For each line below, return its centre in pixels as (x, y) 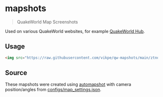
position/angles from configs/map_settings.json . (53, 90)
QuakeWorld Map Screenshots (47, 22)
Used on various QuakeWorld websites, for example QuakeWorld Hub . (75, 31)
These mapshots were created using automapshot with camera (68, 84)
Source (16, 73)
